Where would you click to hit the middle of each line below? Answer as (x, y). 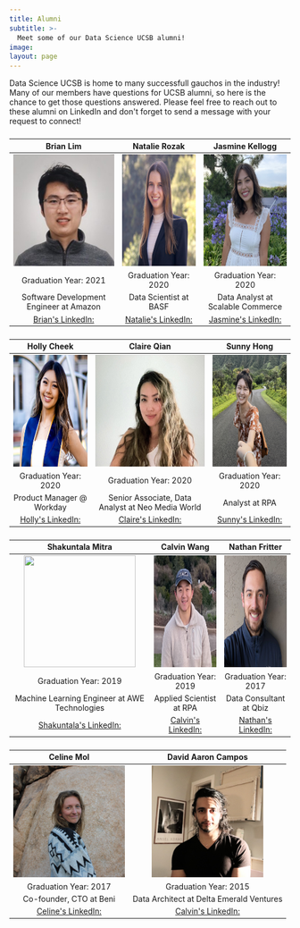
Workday (50, 507)
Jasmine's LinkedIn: (245, 319)
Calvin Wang (185, 547)
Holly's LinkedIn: (50, 519)
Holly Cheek (50, 346)
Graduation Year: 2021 (64, 280)
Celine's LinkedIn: (69, 911)
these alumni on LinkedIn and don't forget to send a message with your (140, 112)
